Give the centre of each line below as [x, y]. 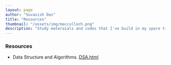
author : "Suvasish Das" [31, 15]
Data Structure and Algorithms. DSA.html [55, 57]
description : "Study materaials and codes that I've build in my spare [83, 29]
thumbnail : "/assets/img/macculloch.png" [50, 24]
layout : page [19, 10]
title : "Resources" [26, 19]
